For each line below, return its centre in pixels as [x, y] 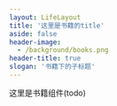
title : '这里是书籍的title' [57, 26]
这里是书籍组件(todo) [48, 93]
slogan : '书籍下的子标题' [52, 67]
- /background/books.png [63, 50]
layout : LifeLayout [45, 17]
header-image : [35, 42]
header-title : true [45, 58]
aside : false [33, 34]
